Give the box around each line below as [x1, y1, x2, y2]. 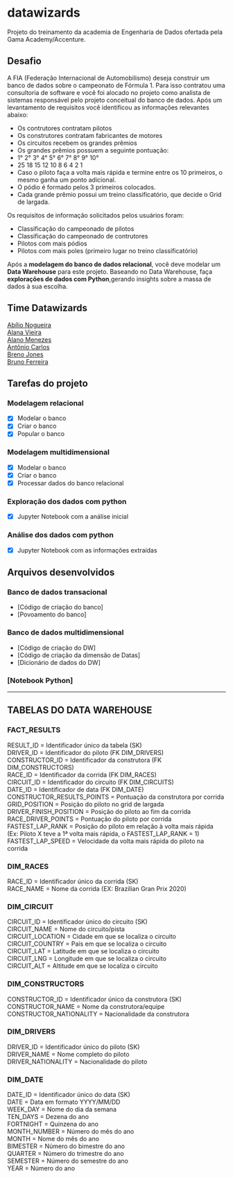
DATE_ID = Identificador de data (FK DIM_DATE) [7, 785, 144, 793]
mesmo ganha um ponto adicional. [17, 175, 116, 184]
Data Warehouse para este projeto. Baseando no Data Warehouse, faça [7, 267, 213, 275]
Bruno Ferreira [7, 357, 49, 365]
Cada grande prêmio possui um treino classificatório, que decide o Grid [17, 190, 222, 198]
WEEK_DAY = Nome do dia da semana [7, 1105, 116, 1114]
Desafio [7, 55, 42, 67]
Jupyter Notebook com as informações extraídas [17, 546, 157, 554]
